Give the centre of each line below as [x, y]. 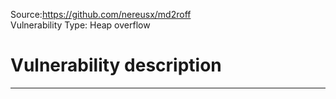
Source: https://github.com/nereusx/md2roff [101, 14]
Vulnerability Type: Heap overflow [80, 25]
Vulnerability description [116, 65]
